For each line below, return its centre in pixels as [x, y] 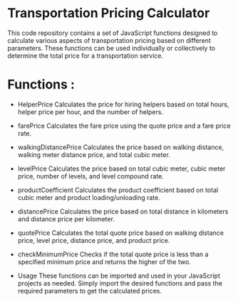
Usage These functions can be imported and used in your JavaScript [119, 276]
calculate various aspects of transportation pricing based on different [109, 40]
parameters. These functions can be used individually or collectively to [112, 48]
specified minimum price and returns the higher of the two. [104, 261]
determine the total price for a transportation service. [86, 56]
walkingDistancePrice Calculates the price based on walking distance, [121, 147]
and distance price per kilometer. [66, 218]
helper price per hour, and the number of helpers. [90, 111]
